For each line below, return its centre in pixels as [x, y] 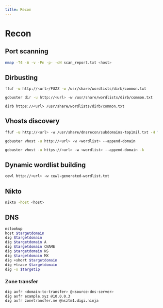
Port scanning [27, 51]
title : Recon [18, 9]
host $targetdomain [25, 233]
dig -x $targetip [23, 269]
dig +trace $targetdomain [31, 265]
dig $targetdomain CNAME [30, 247]
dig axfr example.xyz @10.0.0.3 [38, 296]
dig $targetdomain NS [27, 251]
